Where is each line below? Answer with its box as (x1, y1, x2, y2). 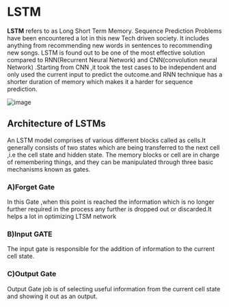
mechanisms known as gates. (7, 165, 91, 173)
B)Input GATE (7, 229, 53, 239)
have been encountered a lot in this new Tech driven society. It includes (7, 34, 210, 42)
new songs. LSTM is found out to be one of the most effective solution (7, 49, 205, 57)
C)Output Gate (7, 269, 57, 279)
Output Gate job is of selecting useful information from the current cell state (7, 284, 221, 293)
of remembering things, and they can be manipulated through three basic (7, 158, 214, 166)
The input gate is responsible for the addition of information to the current (7, 245, 215, 253)
